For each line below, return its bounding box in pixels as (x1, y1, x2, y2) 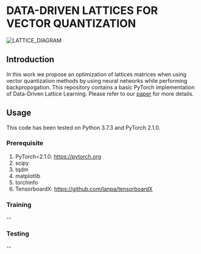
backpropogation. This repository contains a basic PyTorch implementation (6, 83, 195, 91)
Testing (6, 230, 29, 238)
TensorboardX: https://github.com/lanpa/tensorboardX (15, 185, 153, 192)
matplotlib (15, 172, 41, 180)
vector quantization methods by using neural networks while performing (6, 77, 188, 84)
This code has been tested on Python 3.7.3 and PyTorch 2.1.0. (6, 124, 161, 131)
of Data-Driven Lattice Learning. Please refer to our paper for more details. (6, 90, 194, 97)
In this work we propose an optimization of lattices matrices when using (6, 71, 187, 78)
